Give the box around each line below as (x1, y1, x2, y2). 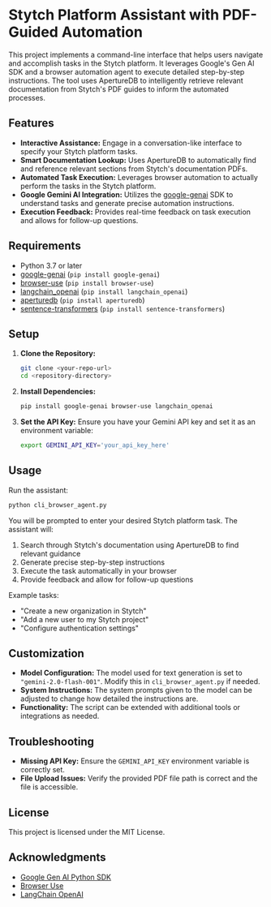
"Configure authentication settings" (19, 623, 140, 633)
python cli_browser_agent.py (8, 501, 107, 509)
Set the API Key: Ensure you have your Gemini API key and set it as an (19, 417, 256, 427)
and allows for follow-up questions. (19, 215, 139, 225)
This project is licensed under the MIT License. (8, 827, 166, 836)
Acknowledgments (8, 850, 107, 865)
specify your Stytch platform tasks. (19, 146, 138, 156)
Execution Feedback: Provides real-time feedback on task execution (19, 207, 252, 217)
